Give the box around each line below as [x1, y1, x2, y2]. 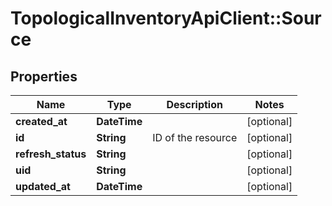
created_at [15, 115, 68, 128]
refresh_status [15, 147, 87, 161]
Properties [10, 68, 78, 85]
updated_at [15, 180, 71, 193]
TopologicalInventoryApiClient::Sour [10, 7, 322, 30]
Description [166, 98, 223, 111]
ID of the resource [152, 131, 238, 144]
